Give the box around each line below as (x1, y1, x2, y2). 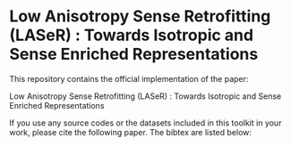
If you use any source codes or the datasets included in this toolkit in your (9, 118, 282, 128)
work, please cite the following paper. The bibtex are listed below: (9, 126, 252, 137)
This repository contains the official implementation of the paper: (9, 73, 249, 84)
